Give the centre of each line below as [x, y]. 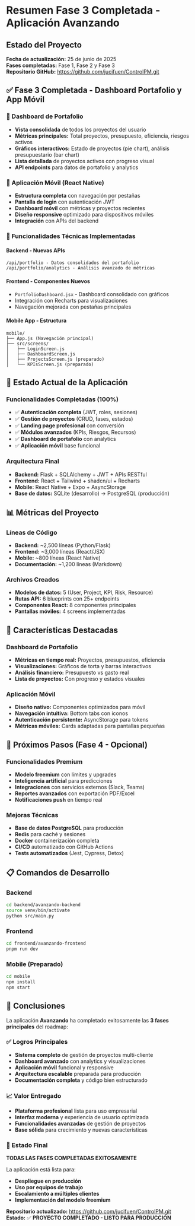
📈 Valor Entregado [34, 1095]
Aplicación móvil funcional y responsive [64, 1067]
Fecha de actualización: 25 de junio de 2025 [61, 59]
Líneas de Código [32, 532]
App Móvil [25, 99]
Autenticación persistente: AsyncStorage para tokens [81, 720]
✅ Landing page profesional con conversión [69, 425]
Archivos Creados [33, 580]
